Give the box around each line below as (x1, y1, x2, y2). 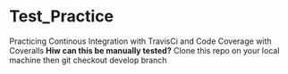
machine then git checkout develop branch (9, 54, 167, 65)
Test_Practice (9, 6, 114, 27)
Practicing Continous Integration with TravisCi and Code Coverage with (9, 36, 272, 46)
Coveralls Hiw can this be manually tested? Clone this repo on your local (9, 45, 280, 55)
